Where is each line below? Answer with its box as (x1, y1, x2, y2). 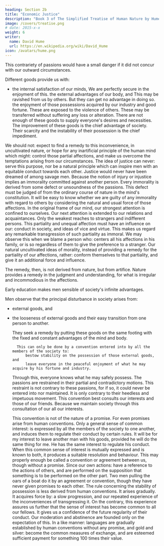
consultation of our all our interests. (12, 406, 84, 412)
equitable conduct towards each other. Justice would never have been (5, 168, 147, 174)
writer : (5, 35, 21, 40)
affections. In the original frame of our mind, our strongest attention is (5, 205, 145, 211)
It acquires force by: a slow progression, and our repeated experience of (12, 494, 158, 499)
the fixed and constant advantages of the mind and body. (12, 335, 128, 341)
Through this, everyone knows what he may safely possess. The (12, 374, 142, 380)
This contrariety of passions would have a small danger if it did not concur (5, 62, 155, 68)
